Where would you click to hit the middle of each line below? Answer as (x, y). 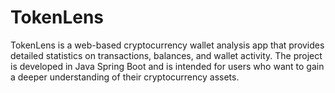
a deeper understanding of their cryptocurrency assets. (125, 77)
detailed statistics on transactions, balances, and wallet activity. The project (166, 55)
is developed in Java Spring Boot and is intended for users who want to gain (167, 66)
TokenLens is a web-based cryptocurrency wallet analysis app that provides (167, 45)
